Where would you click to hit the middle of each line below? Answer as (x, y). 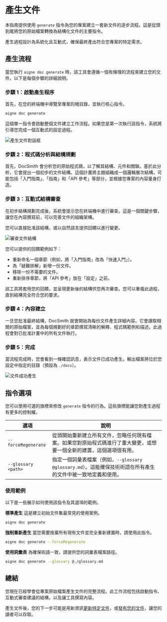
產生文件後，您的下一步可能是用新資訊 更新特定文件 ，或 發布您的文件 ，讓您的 (83, 608)
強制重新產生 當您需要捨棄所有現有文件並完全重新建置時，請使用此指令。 (80, 532)
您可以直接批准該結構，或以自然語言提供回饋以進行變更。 (64, 227)
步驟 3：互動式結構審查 (33, 199)
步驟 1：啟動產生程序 (30, 92)
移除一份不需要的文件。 (36, 272)
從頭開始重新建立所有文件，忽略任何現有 (99, 435)
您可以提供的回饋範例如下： (34, 249)
